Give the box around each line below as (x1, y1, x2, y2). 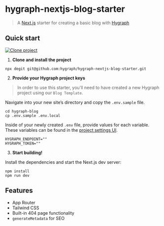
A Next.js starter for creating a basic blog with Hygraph (17, 20, 130, 26)
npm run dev (5, 173, 30, 178)
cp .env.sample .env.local (5, 113, 61, 118)
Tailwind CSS (12, 205, 39, 211)
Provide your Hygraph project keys (12, 75, 85, 81)
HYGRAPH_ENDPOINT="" (5, 137, 48, 142)
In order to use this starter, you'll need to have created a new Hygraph (17, 84, 160, 90)
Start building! (12, 150, 43, 155)
